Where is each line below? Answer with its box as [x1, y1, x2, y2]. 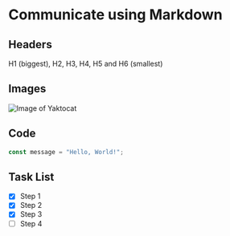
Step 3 [19, 210, 43, 219]
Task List [8, 170, 55, 184]
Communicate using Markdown [8, 6, 223, 24]
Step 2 [19, 201, 43, 210]
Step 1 [19, 191, 41, 201]
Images [8, 82, 47, 96]
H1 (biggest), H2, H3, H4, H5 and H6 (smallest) [8, 59, 163, 68]
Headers [8, 38, 52, 51]
